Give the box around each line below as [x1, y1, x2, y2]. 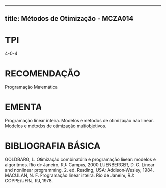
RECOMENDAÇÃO [5, 68, 81, 79]
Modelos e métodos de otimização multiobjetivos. [5, 123, 107, 129]
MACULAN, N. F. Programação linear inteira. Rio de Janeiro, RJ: [5, 172, 135, 178]
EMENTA [5, 102, 42, 113]
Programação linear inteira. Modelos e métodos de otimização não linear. [5, 118, 154, 124]
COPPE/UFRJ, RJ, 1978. [5, 178, 53, 184]
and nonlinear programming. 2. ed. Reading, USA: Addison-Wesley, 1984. [5, 167, 154, 173]
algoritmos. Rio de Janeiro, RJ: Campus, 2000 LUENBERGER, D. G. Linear [5, 162, 155, 168]
